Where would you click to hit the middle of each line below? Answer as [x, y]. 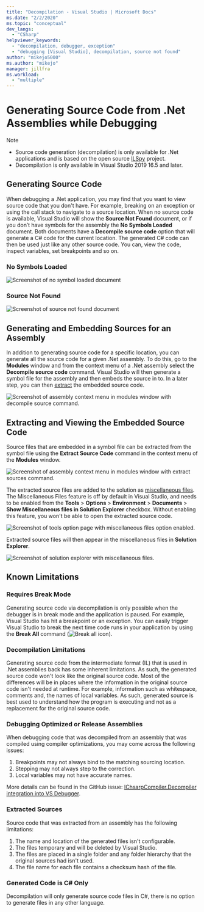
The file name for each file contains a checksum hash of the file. [96, 867]
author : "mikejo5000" [34, 57]
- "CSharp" [26, 35]
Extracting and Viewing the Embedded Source [96, 422]
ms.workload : [23, 75]
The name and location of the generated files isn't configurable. [95, 841]
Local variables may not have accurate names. [73, 775]
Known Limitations [43, 577]
